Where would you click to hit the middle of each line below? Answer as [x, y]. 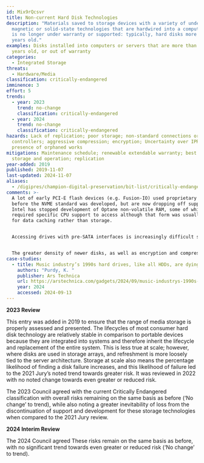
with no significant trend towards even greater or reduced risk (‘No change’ [100, 447]
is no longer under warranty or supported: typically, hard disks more [104, 35]
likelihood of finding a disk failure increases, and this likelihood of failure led [101, 367]
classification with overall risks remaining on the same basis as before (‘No [100, 397]
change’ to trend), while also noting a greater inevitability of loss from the [98, 404]
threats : [17, 68]
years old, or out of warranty [51, 52]
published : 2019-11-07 [35, 170]
